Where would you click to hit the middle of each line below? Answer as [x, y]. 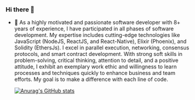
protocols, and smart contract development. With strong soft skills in [98, 54]
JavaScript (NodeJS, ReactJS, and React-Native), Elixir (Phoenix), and [100, 42]
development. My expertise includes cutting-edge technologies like [97, 35]
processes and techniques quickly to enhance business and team [95, 73]
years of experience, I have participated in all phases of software [94, 29]
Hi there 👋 [20, 10]
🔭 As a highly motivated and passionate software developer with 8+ [97, 23]
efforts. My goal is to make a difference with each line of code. [91, 79]
